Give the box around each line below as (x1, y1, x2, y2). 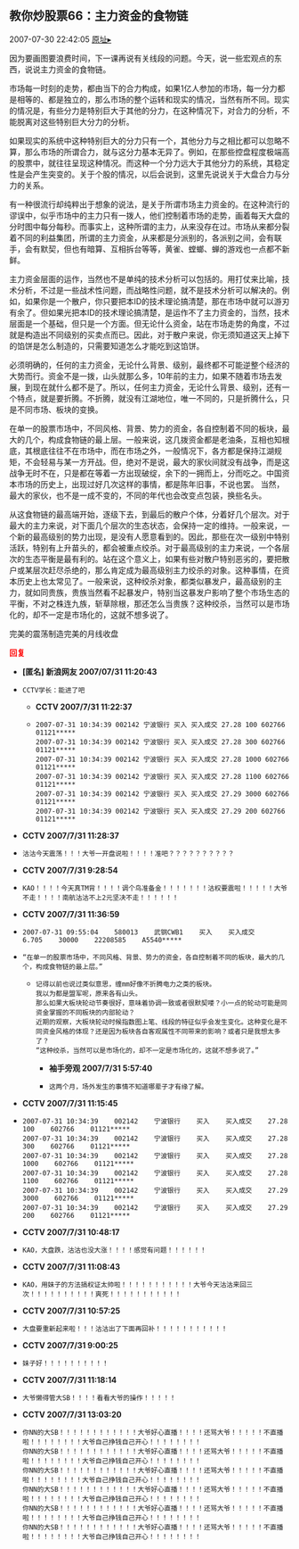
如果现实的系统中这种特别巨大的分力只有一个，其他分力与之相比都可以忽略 (9, 135, 282, 145)
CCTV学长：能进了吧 (21, 685, 85, 694)
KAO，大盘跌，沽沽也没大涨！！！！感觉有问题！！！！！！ (21, 1246, 207, 1255)
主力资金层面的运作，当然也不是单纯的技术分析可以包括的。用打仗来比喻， (9, 273, 282, 284)
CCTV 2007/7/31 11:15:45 (21, 1098, 118, 1108)
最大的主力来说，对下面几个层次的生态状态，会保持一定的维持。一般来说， (9, 520, 282, 531)
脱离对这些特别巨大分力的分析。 (16, 116, 134, 127)
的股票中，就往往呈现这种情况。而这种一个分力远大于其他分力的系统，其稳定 (9, 157, 290, 168)
